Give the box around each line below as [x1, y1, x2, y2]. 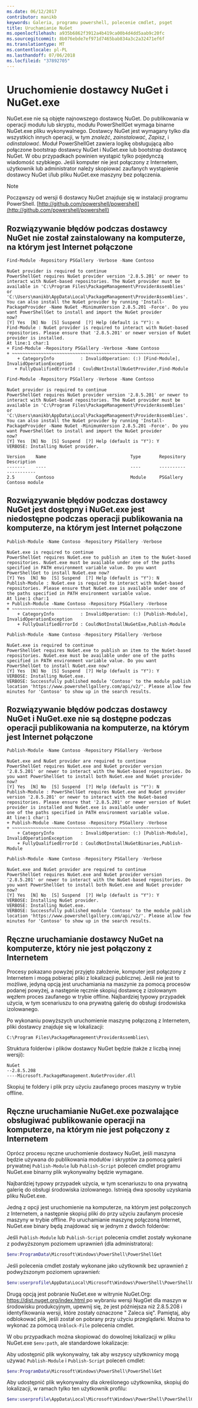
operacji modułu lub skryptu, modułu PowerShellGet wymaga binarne [6, 121, 175, 128]
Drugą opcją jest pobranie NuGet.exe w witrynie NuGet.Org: [6, 1290, 152, 1297]
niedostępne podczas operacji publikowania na [6, 514, 183, 524]
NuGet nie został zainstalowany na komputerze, [6, 233, 186, 243]
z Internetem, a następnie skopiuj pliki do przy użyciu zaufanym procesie [6, 1210, 183, 1217]
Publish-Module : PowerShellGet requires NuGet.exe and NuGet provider [6, 789, 186, 795]
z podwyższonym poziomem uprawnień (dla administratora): [6, 1240, 153, 1247]
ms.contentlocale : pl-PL [6, 47, 68, 53]
